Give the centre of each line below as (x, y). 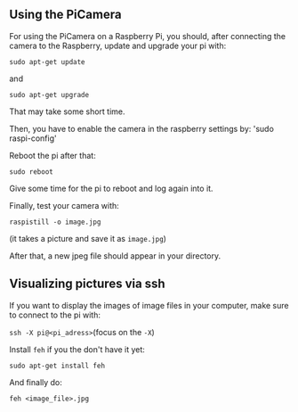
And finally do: (36, 382)
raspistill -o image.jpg (55, 222)
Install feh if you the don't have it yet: (77, 349)
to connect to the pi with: (55, 315)
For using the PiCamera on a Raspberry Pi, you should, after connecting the (148, 36)
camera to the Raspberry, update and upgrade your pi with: (118, 45)
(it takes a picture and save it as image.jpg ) (88, 238)
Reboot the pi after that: (52, 155)
